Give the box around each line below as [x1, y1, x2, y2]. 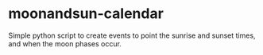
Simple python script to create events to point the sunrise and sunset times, [8, 31, 256, 40]
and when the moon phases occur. [8, 38, 122, 48]
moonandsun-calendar [8, 5, 164, 23]
